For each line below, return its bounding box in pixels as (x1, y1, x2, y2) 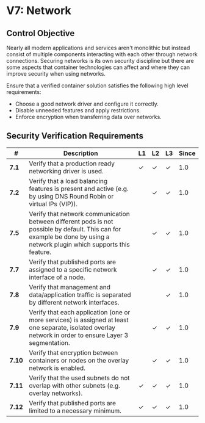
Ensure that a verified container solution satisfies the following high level (6, 82, 189, 89)
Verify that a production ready (29, 159, 115, 168)
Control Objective (6, 28, 75, 38)
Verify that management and (29, 283, 111, 291)
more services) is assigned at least (29, 316, 129, 324)
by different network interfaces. (29, 298, 120, 306)
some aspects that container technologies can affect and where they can (6, 63, 190, 71)
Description (63, 149, 98, 157)
